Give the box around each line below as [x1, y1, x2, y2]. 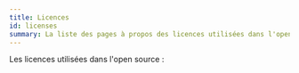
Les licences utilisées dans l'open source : [9, 54, 165, 65]
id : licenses [9, 21, 58, 30]
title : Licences [9, 12, 69, 22]
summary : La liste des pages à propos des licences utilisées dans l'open [9, 29, 293, 38]
